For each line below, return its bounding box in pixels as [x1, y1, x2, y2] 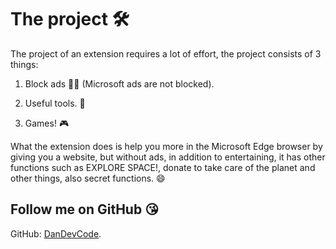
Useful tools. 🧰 [24, 97, 86, 109]
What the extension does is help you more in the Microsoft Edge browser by [10, 140, 323, 152]
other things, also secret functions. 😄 [10, 172, 166, 184]
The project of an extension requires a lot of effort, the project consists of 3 [10, 47, 322, 60]
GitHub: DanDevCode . [10, 227, 102, 240]
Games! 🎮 [24, 117, 70, 129]
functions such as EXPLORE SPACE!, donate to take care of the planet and [10, 161, 316, 173]
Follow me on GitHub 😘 [10, 201, 160, 218]
